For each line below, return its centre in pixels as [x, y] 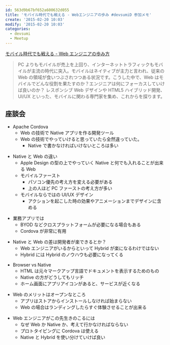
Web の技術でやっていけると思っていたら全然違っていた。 [81, 139]
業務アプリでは [28, 218]
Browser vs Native [32, 265]
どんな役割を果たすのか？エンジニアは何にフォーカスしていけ [100, 83]
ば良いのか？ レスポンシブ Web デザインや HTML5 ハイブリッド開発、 [91, 90]
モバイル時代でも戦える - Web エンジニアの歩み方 [58, 54]
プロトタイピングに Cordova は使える [60, 331]
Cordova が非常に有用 [43, 231]
